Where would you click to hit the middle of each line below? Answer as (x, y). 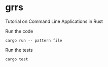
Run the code (19, 31)
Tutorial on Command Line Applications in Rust (54, 21)
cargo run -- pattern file (34, 40)
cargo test (17, 59)
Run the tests (19, 50)
